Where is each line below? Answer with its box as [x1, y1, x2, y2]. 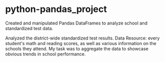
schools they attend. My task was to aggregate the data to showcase [5, 45, 149, 51]
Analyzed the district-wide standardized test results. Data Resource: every [5, 35, 160, 41]
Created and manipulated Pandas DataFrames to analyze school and [5, 20, 148, 26]
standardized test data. [5, 25, 53, 31]
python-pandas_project [5, 3, 107, 15]
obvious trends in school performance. [5, 51, 86, 57]
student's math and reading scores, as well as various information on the [5, 40, 156, 46]
